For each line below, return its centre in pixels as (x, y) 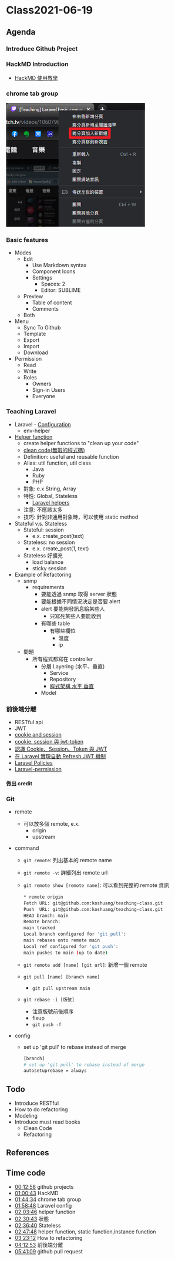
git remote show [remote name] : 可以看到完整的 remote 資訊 (96, 885)
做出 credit (19, 783)
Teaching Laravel (31, 412)
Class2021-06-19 (49, 10)
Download (36, 352)
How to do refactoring (41, 1109)
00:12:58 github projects (44, 1187)
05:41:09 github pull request (49, 1252)
